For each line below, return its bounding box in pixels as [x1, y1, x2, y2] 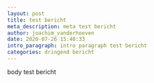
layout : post [7, 10, 45, 17]
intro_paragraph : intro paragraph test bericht [7, 42, 148, 49]
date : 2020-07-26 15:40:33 [7, 36, 85, 43]
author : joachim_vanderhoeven [7, 29, 95, 37]
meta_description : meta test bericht [7, 23, 117, 30]
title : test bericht [7, 17, 67, 24]
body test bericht [7, 67, 57, 76]
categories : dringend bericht [7, 49, 95, 56]
